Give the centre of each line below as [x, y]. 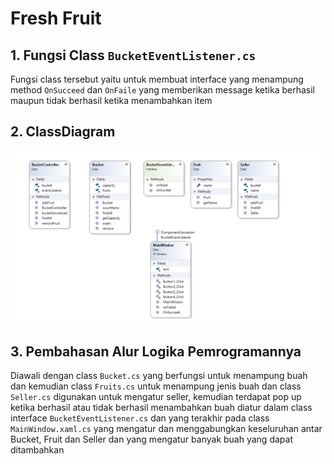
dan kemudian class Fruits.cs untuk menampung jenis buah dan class [156, 386]
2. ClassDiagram [63, 132]
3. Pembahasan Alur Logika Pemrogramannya [156, 351]
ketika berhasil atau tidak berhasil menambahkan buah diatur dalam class [161, 408]
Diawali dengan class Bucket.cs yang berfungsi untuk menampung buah [159, 376]
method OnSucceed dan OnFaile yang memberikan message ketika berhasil [162, 90]
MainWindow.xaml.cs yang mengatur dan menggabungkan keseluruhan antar [166, 429]
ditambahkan [37, 450]
